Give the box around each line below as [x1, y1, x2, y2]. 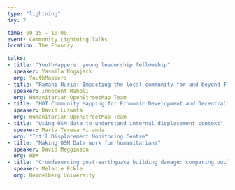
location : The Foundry [7, 43, 73, 50]
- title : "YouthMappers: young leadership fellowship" [7, 61, 171, 68]
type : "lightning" [7, 10, 61, 17]
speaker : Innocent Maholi [13, 87, 90, 94]
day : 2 [7, 17, 27, 24]
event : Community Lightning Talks [7, 36, 108, 43]
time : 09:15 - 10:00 [7, 29, 68, 36]
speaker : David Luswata [13, 107, 83, 114]
